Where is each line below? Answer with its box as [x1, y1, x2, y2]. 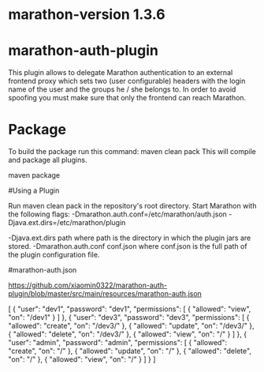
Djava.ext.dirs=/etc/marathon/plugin [8, 218, 126, 227]
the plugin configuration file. [8, 250, 100, 260]
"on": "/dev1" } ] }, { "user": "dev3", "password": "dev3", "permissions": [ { [8, 313, 250, 322]
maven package [8, 171, 61, 180]
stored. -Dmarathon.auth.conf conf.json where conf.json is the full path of [8, 242, 247, 251]
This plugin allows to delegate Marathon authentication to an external [8, 68, 233, 77]
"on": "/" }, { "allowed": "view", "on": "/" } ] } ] [8, 355, 156, 364]
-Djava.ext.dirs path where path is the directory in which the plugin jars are [8, 233, 251, 242]
